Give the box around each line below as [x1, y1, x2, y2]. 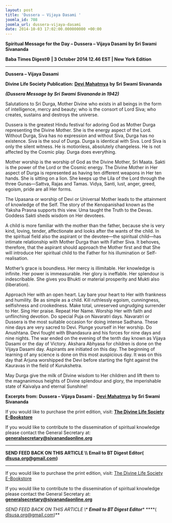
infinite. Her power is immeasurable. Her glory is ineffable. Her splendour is [5, 271, 164, 277]
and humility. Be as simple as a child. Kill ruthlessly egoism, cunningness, [5, 297, 160, 303]
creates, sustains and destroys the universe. [5, 111, 99, 118]
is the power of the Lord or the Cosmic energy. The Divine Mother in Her [5, 164, 158, 171]
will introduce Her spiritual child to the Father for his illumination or [5, 250, 146, 256]
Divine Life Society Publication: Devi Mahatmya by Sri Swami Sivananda [5, 81, 162, 87]
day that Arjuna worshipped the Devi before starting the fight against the [5, 357, 159, 363]
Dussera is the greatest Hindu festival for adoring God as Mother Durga [5, 122, 156, 128]
